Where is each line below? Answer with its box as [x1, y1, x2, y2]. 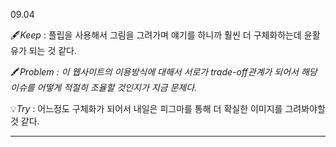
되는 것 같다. [28, 45, 78, 56]
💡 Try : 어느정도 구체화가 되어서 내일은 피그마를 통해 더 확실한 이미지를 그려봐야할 [10, 103, 326, 114]
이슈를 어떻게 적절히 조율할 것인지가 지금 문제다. [10, 82, 198, 93]
